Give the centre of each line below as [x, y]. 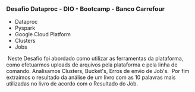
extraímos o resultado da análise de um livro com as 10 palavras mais [91, 77]
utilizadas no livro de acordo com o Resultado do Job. [72, 84]
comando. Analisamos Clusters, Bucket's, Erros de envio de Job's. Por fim [98, 71]
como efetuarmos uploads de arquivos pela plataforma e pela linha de [92, 65]
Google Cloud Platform [43, 34]
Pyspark [25, 28]
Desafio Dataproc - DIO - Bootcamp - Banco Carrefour [86, 9]
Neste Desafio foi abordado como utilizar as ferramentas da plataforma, [95, 59]
